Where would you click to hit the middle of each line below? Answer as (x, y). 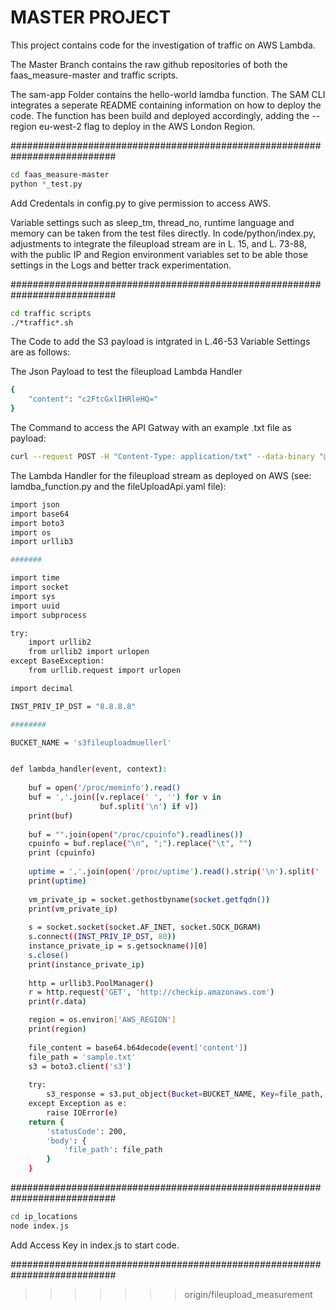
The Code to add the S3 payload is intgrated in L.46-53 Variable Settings (160, 342)
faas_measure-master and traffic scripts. (94, 75)
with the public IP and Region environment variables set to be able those (159, 254)
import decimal (42, 688)
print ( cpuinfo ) (62, 853)
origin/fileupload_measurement (248, 1294)
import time (35, 578)
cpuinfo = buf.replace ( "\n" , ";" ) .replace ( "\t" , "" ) (140, 844)
